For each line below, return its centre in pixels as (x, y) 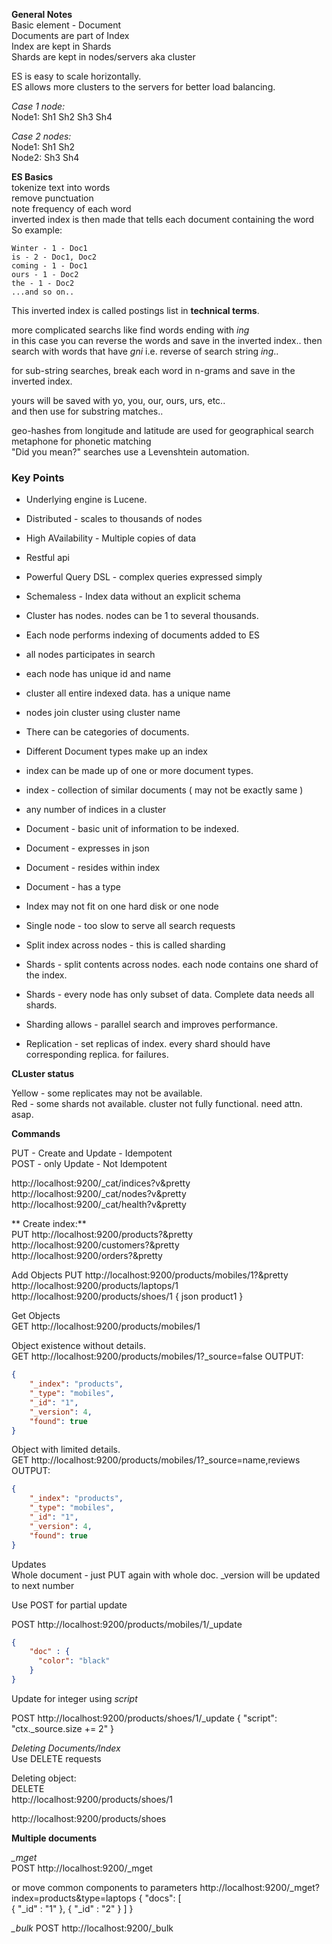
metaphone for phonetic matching (81, 441)
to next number (43, 1585)
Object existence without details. (78, 1346)
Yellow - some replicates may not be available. (107, 1093)
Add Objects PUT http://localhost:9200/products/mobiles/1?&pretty (150, 1275)
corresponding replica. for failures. (97, 1055)
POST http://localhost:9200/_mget (82, 1868)
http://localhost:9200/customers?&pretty (95, 1245)
